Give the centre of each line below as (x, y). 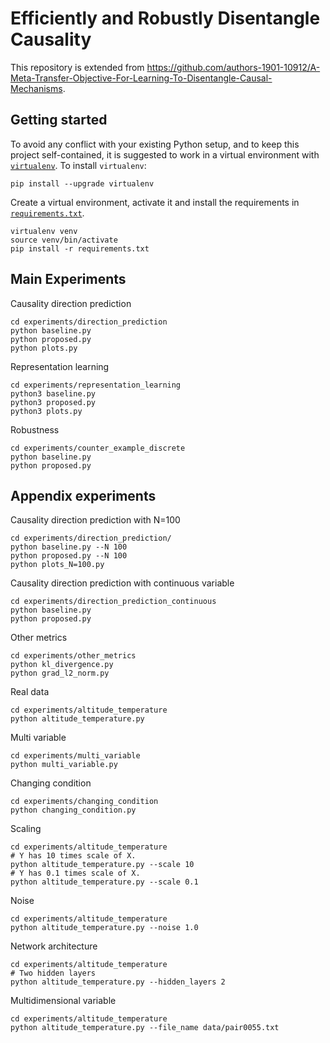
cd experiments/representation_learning (96, 385)
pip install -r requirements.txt (80, 248)
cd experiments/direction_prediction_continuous (113, 602)
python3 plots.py (46, 411)
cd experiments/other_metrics (73, 656)
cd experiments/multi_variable (75, 756)
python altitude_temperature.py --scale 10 (102, 865)
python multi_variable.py (64, 765)
